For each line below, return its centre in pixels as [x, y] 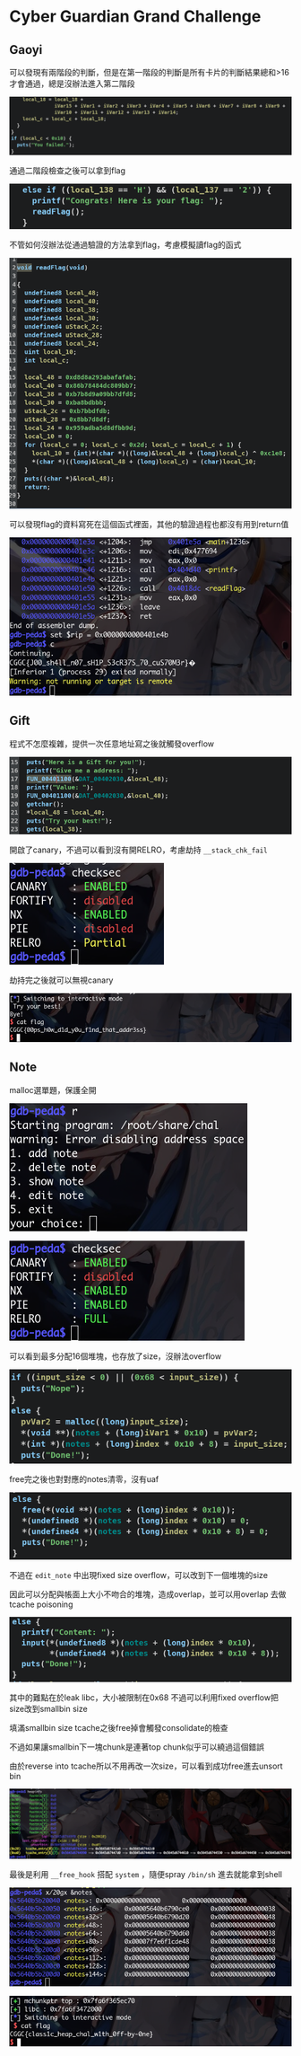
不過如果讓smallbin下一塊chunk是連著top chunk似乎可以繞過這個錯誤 [137, 1747]
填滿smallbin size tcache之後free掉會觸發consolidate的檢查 [119, 1728]
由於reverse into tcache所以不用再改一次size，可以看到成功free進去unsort [146, 1766]
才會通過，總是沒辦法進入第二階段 [72, 84]
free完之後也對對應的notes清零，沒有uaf [84, 1479]
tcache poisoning [41, 1604]
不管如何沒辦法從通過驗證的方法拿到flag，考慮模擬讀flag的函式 [125, 244]
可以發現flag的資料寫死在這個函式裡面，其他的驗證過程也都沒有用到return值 [149, 524]
